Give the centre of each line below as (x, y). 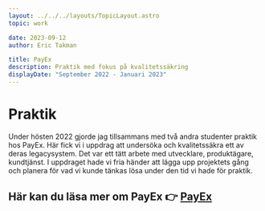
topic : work (28, 23)
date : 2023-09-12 (37, 38)
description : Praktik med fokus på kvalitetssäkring (98, 67)
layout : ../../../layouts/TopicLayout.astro (84, 16)
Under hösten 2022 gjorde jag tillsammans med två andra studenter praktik (133, 136)
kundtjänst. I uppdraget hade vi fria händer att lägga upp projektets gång (128, 162)
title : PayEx (30, 60)
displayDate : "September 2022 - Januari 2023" (88, 75)
